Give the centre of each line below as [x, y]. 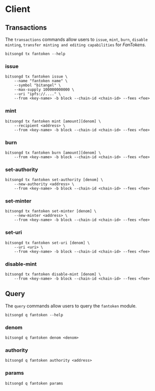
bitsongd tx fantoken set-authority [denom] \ [54, 180]
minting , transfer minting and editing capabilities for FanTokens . [76, 45]
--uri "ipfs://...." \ [38, 94]
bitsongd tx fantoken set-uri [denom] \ [48, 243]
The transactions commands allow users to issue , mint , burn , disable [77, 39]
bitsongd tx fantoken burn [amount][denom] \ [53, 153]
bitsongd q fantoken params [34, 383]
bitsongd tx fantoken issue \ [37, 77]
